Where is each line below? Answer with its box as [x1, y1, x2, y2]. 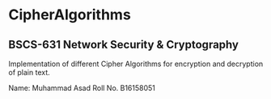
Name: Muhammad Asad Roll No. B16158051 [8, 83, 156, 93]
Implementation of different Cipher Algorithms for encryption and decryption [8, 59, 264, 68]
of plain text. [8, 68, 50, 77]
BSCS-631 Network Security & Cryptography [8, 38, 239, 52]
